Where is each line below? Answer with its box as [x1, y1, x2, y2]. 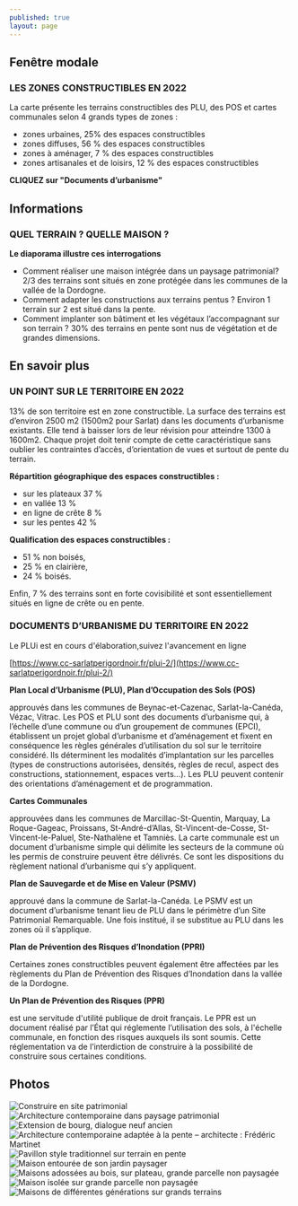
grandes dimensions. [22, 332, 101, 343]
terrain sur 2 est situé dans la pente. [22, 303, 156, 314]
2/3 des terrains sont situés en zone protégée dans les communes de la [22, 275, 288, 285]
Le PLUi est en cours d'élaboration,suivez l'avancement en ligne [9, 640, 247, 651]
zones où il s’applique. [9, 923, 92, 934]
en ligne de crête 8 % [22, 507, 102, 518]
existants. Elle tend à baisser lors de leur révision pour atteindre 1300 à [9, 424, 271, 435]
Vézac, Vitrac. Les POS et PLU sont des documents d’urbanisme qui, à [9, 711, 269, 722]
